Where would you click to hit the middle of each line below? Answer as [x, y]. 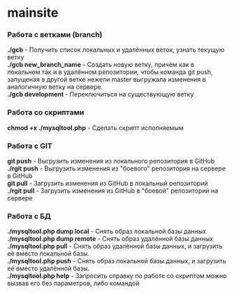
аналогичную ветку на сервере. [55, 87]
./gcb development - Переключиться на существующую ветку [101, 94]
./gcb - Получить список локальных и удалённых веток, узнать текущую [116, 50]
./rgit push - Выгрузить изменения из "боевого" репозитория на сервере [116, 168]
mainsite [33, 13]
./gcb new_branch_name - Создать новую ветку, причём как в [101, 65]
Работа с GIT [30, 146]
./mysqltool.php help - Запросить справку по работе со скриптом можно [117, 276]
